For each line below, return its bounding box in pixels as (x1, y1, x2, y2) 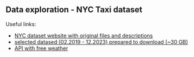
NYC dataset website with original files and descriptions (14, 32, 153, 39)
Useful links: (5, 20, 37, 27)
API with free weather (14, 45, 68, 52)
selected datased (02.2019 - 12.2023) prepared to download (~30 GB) (14, 38, 189, 45)
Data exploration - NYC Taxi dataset (5, 5, 142, 15)
